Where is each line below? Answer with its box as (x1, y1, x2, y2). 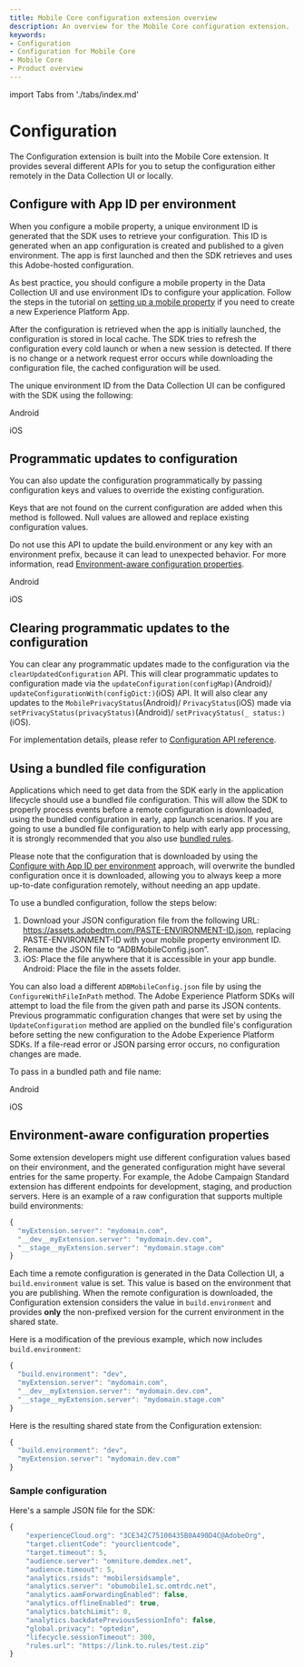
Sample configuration (9, 1484, 107, 1497)
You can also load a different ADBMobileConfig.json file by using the (9, 981, 262, 992)
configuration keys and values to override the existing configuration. (9, 485, 265, 496)
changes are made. (9, 1049, 82, 1059)
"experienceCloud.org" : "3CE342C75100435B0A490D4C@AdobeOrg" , (25, 1531, 266, 1541)
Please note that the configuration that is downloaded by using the (9, 851, 259, 862)
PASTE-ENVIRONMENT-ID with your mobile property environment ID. (22, 934, 281, 946)
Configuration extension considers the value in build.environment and (9, 1297, 272, 1308)
